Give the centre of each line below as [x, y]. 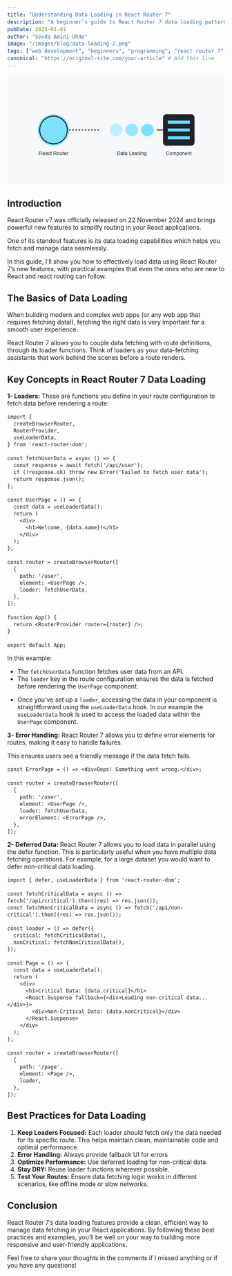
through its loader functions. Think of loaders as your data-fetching [103, 350]
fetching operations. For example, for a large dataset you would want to [109, 859]
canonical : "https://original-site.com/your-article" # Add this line [111, 59]
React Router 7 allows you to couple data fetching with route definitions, [109, 343]
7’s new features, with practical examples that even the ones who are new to [116, 269]
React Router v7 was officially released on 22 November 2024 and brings [112, 220]
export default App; [37, 646]
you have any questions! [42, 1265]
